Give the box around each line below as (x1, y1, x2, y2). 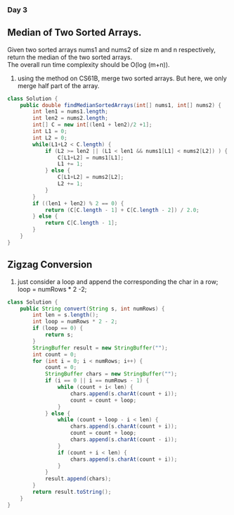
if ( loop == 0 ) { (32, 325, 83, 332)
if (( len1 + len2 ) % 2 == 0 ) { (32, 199, 124, 207)
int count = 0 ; (32, 351, 77, 358)
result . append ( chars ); (44, 476, 112, 483)
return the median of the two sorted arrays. (7, 53, 132, 61)
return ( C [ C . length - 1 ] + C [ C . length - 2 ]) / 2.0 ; (44, 206, 200, 213)
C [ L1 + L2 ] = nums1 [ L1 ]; (57, 154, 124, 161)
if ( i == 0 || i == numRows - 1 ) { (44, 377, 150, 385)
